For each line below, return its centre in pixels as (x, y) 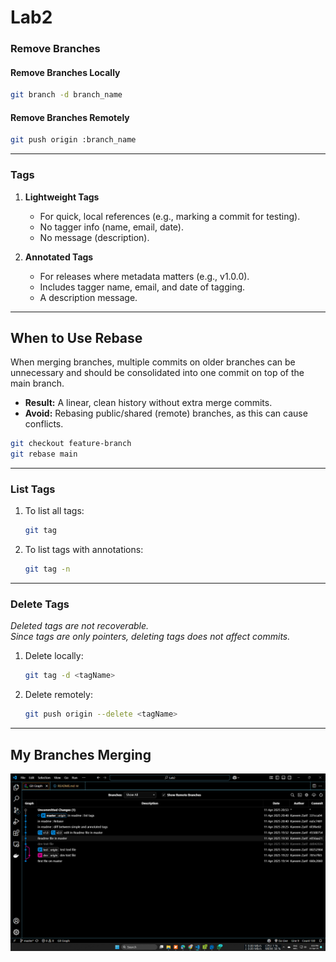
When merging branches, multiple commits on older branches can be (153, 362)
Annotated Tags (59, 257)
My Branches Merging (81, 754)
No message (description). (94, 237)
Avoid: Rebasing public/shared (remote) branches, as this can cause (166, 413)
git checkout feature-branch (71, 444)
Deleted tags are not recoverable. (80, 626)
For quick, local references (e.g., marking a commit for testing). (170, 216)
